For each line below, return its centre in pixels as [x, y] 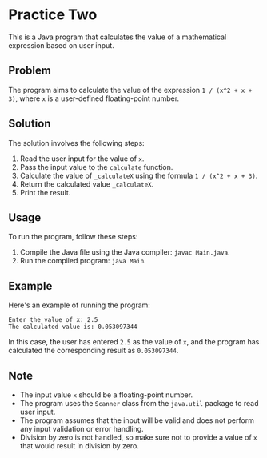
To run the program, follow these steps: [73, 237]
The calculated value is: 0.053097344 [73, 327]
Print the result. [45, 192]
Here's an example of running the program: [79, 305]
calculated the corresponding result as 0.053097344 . [94, 351]
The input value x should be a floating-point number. [106, 395]
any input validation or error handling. [82, 429]
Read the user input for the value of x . [82, 159]
